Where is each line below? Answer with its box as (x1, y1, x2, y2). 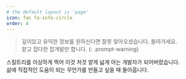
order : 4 (6, 20, 29, 26)
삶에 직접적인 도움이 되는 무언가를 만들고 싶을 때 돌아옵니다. (6, 66, 149, 73)
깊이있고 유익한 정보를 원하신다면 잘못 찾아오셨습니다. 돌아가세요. (21, 38, 178, 45)
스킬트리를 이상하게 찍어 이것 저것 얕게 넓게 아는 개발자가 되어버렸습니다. (6, 59, 180, 66)
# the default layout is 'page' (6, 9, 89, 15)
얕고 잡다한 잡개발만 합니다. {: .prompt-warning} (21, 45, 139, 53)
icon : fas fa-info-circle (6, 15, 72, 21)
